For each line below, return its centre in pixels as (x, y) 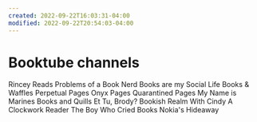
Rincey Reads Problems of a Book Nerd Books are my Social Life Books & (129, 85)
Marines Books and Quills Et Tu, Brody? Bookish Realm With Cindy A (121, 101)
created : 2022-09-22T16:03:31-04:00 (69, 16)
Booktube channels (74, 63)
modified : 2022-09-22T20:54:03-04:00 (71, 23)
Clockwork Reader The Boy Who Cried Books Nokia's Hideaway (114, 110)
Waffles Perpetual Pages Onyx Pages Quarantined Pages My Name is (123, 93)
